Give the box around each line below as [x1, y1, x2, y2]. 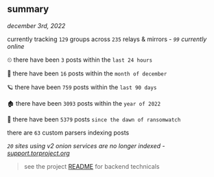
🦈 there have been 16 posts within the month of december [7, 69, 167, 78]
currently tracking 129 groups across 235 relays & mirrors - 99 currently [7, 35, 207, 43]
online [7, 42, 25, 50]
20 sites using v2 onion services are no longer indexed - [7, 141, 165, 150]
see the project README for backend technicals [23, 162, 160, 170]
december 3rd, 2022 [7, 21, 66, 29]
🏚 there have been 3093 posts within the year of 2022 [7, 99, 161, 107]
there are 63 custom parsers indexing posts [7, 128, 130, 137]
